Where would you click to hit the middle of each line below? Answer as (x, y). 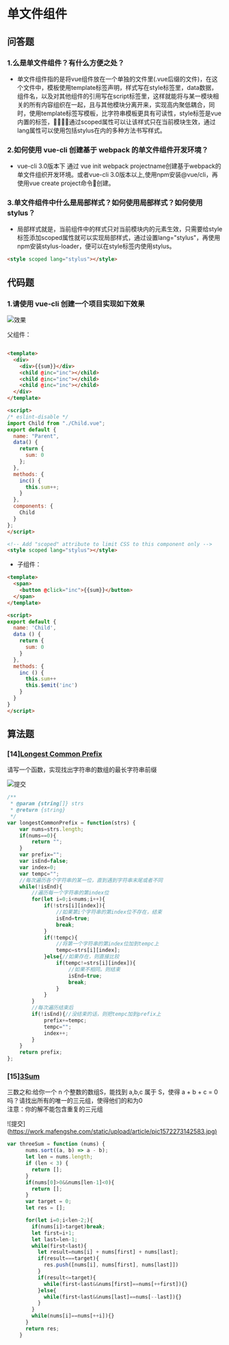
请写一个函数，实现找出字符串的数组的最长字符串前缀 (82, 770)
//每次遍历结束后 (53, 1008)
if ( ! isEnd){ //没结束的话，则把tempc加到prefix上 (96, 1014)
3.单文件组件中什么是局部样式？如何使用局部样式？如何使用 (105, 203)
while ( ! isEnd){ (41, 886)
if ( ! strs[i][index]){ (75, 906)
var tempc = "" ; (39, 874)
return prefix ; (41, 1052)
